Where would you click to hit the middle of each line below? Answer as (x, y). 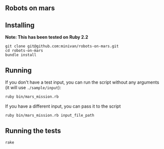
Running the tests (33, 131)
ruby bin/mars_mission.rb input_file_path (50, 115)
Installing (20, 25)
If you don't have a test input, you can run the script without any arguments (82, 82)
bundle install (21, 55)
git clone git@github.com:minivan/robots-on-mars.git (62, 46)
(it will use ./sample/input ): (33, 88)
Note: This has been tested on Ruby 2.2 (47, 37)
